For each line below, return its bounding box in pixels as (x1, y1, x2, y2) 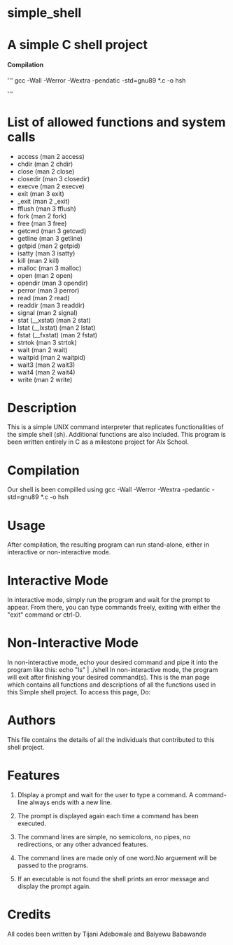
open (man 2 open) (17, 271, 73, 279)
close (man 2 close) (17, 167, 75, 176)
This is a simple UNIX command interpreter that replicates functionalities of (7, 423, 224, 431)
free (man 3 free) (17, 219, 67, 227)
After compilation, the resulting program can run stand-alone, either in (7, 540, 210, 549)
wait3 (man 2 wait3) (17, 360, 76, 369)
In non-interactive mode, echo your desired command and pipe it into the (7, 658, 218, 666)
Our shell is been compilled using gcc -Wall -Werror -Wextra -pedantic (7, 485, 211, 494)
